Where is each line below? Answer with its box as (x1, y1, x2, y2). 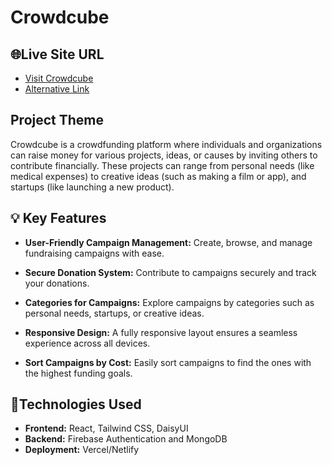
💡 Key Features (10, 210, 107, 227)
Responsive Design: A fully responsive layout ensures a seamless (24, 326, 298, 338)
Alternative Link (24, 83, 90, 95)
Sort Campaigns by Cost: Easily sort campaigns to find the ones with (24, 356, 312, 368)
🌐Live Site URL (10, 46, 105, 63)
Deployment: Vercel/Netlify (24, 444, 140, 456)
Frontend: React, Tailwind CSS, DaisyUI (24, 422, 189, 435)
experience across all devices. (24, 337, 151, 349)
